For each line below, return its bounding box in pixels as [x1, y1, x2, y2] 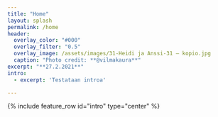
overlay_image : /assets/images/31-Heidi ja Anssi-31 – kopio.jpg [13, 50, 212, 57]
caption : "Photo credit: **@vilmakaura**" [13, 57, 141, 64]
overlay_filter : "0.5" [13, 43, 81, 50]
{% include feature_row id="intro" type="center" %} [7, 102, 160, 111]
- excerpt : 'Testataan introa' [13, 76, 107, 84]
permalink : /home [7, 23, 59, 30]
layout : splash [7, 17, 53, 24]
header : [7, 30, 31, 38]
